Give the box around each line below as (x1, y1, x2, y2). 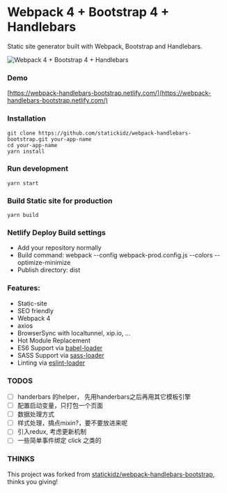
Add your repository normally (17, 243, 102, 252)
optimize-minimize (17, 259, 71, 267)
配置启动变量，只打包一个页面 (17, 402, 103, 410)
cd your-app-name (7, 142, 58, 149)
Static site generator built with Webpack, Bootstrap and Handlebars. (7, 42, 203, 50)
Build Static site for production (7, 196, 113, 206)
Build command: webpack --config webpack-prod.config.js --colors (17, 251, 213, 259)
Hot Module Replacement (17, 336, 91, 344)
